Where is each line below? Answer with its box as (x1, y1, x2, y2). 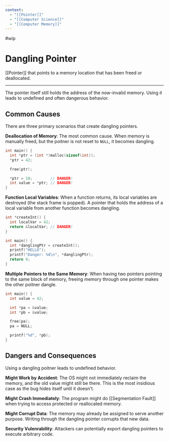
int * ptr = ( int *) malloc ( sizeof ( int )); (10, 153, 96, 158)
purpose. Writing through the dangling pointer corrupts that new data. (5, 416, 150, 422)
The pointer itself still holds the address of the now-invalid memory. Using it (5, 90, 162, 96)
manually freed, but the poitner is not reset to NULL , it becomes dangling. (5, 139, 155, 144)
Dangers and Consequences (5, 351, 97, 360)
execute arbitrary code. (5, 431, 54, 437)
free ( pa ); (10, 319, 30, 324)
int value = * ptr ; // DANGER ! (10, 181, 73, 186)
